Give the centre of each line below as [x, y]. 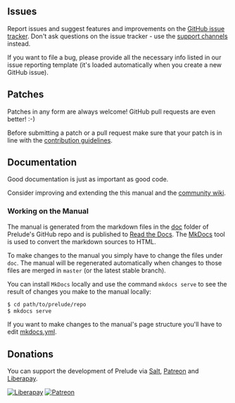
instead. [19, 43]
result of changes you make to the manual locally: [79, 291]
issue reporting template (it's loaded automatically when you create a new [115, 65]
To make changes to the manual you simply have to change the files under [115, 255]
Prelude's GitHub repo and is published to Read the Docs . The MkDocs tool [116, 234]
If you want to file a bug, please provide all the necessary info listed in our [114, 57]
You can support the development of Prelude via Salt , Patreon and [103, 371]
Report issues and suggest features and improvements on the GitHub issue [116, 28]
